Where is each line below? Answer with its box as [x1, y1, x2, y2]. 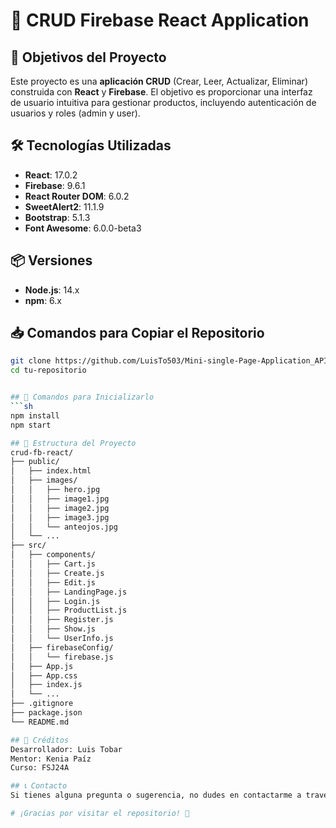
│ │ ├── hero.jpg [10, 485, 101, 495]
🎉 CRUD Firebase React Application [10, 9, 310, 32]
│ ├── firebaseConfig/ [10, 642, 114, 653]
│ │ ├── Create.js [10, 568, 105, 578]
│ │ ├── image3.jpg [10, 512, 110, 523]
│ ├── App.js [10, 661, 74, 671]
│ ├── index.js [10, 680, 83, 690]
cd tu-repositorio [10, 365, 87, 376]
